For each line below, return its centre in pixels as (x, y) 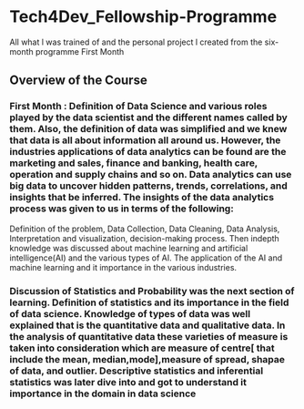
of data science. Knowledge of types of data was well (130, 313)
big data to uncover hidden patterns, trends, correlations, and (149, 186)
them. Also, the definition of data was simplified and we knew (148, 129)
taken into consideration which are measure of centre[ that (142, 348)
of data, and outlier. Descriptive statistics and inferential (137, 371)
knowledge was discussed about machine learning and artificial (129, 248)
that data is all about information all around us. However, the (145, 140)
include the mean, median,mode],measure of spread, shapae (147, 359)
